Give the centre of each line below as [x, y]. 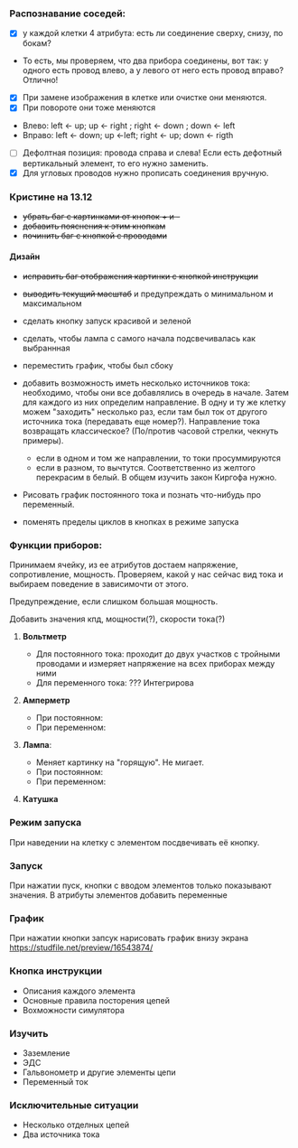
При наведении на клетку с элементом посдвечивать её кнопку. [135, 842]
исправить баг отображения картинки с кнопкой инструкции [140, 276]
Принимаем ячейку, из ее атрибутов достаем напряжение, [124, 565]
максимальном [52, 303]
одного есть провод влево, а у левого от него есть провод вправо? [153, 70]
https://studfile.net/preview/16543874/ [81, 947]
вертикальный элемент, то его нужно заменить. [116, 163]
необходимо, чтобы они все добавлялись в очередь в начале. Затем [155, 393]
